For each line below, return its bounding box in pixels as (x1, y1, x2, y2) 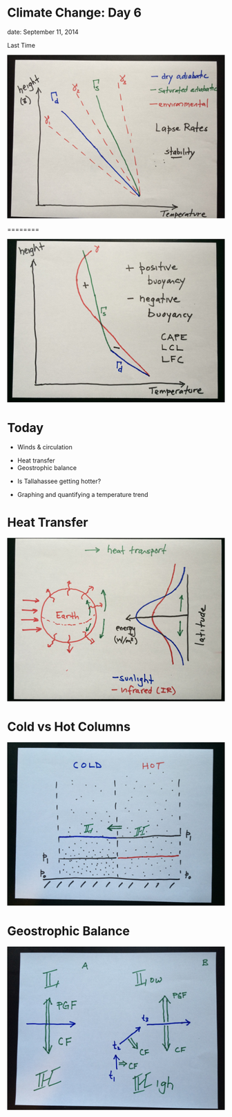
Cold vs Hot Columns (7, 719, 131, 734)
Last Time (7, 41, 36, 49)
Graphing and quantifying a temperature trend (17, 490, 148, 498)
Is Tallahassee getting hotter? (17, 477, 101, 485)
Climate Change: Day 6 (7, 5, 142, 21)
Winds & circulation (17, 442, 72, 451)
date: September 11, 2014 (7, 28, 79, 36)
